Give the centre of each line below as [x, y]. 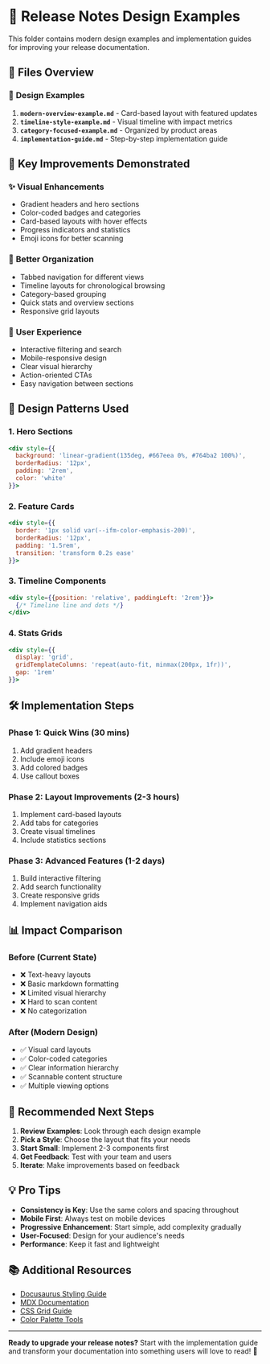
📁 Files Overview [51, 73]
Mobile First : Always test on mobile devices [93, 1218]
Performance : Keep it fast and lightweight [90, 1244]
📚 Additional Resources [70, 1270]
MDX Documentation [55, 1302]
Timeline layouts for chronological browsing [92, 286]
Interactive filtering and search [71, 349]
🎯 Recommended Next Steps [81, 1112]
